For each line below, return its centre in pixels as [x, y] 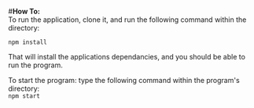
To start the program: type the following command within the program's [124, 80]
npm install [28, 42]
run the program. [35, 65]
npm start [24, 96]
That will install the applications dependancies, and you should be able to [127, 57]
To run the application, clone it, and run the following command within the [127, 20]
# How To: [24, 11]
